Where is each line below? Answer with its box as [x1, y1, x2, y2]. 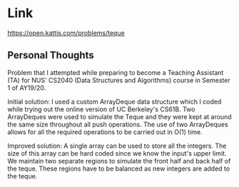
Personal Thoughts [7, 49, 94, 61]
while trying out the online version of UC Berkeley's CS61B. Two [7, 105, 195, 113]
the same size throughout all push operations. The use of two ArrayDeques [7, 120, 228, 128]
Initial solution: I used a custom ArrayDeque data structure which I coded [7, 97, 222, 106]
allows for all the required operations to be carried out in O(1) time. [7, 127, 203, 136]
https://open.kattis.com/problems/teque [7, 29, 125, 37]
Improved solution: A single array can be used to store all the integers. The [7, 141, 227, 150]
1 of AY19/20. [7, 84, 46, 92]
